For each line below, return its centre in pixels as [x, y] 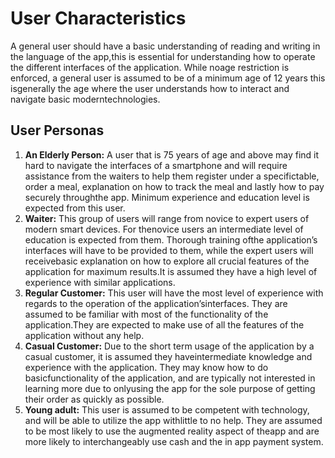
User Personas [57, 130]
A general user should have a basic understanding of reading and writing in [165, 46]
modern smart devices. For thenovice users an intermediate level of [164, 229]
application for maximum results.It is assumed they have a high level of [171, 271]
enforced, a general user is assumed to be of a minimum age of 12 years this [168, 78]
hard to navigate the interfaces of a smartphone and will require [156, 165]
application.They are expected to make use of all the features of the [164, 324]
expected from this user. [75, 208]
